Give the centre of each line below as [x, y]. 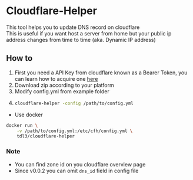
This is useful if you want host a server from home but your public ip [89, 33]
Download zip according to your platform [64, 85]
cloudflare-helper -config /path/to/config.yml [74, 103]
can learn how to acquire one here [56, 78]
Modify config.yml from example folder [62, 91]
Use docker [29, 114]
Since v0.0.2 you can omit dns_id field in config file [76, 171]
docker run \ [22, 125]
